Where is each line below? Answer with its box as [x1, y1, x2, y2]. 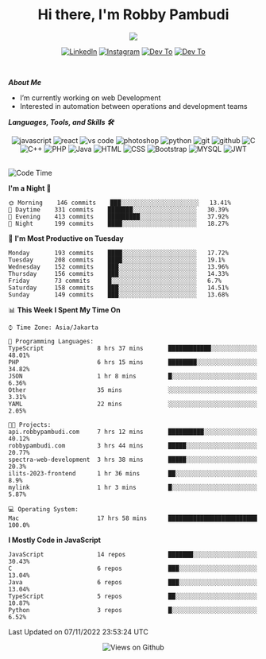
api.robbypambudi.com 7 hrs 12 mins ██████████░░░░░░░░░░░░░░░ [8, 428, 258, 436]
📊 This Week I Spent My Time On [8, 304, 121, 315]
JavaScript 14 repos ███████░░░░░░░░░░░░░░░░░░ [8, 550, 258, 558]
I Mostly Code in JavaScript [8, 535, 102, 545]
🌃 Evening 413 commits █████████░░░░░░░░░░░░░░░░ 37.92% [8, 212, 229, 220]
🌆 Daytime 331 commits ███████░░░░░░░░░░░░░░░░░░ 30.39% [8, 205, 229, 214]
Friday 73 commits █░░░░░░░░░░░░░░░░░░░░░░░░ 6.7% [8, 277, 222, 285]
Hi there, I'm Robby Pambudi [37, 6, 229, 24]
